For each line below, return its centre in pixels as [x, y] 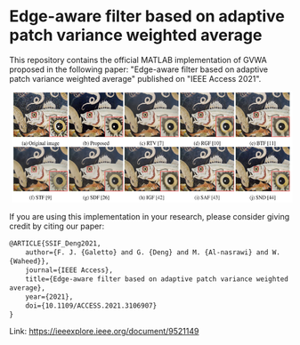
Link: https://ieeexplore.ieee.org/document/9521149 [104, 331]
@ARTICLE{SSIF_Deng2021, [55, 243]
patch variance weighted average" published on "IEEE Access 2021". [135, 78]
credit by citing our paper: [57, 226]
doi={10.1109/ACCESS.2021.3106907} [91, 305]
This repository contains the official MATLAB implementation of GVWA [138, 60]
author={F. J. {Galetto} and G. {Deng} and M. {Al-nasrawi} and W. [153, 252]
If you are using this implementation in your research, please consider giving [150, 216]
